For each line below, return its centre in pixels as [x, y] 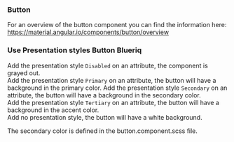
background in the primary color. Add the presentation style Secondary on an [117, 88]
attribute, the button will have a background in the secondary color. [104, 95]
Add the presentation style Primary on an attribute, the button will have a [112, 80]
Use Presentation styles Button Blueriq [75, 50]
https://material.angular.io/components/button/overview [88, 32]
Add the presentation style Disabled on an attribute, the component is [108, 65]
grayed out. [24, 73]
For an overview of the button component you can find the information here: [117, 25]
